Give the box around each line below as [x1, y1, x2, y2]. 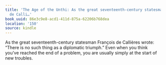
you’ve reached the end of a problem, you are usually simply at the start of [5, 50, 157, 56]
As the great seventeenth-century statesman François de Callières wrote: [5, 39, 155, 45]
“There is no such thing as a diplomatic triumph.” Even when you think [5, 45, 148, 51]
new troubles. [5, 55, 33, 61]
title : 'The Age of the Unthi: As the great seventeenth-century [5, 7, 142, 12]
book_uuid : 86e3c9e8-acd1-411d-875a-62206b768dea [5, 16, 110, 21]
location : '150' [5, 21, 39, 26]
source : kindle [5, 26, 37, 31]
